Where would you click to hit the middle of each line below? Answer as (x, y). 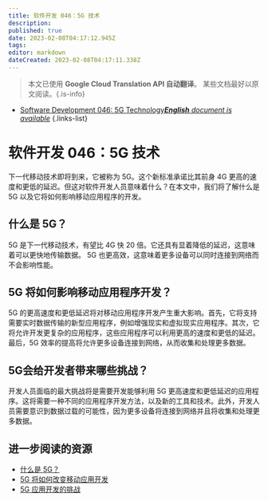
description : (30, 23)
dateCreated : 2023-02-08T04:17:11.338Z (75, 61)
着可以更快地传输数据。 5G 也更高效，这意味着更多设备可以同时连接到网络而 (134, 254)
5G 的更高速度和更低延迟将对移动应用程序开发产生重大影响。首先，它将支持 (133, 313)
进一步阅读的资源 (50, 449)
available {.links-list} (54, 118)
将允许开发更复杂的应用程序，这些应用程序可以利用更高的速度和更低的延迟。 (134, 333)
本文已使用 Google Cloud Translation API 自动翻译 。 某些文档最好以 (140, 84)
